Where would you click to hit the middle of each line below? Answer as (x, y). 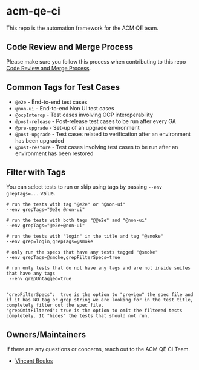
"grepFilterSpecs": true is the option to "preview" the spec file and (100, 295)
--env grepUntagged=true (40, 279)
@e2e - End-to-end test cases (51, 102)
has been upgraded (40, 140)
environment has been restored (54, 153)
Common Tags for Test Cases (63, 87)
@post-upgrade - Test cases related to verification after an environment (103, 134)
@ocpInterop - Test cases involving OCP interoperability (84, 115)
